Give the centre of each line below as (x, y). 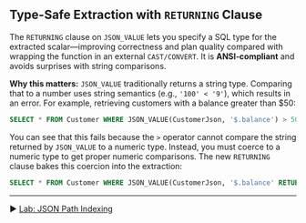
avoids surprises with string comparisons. (88, 66)
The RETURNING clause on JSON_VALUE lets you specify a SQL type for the (143, 36)
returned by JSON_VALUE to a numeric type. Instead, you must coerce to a (145, 147)
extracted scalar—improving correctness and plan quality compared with (147, 46)
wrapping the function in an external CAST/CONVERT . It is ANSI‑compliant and (152, 56)
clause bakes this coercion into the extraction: (96, 166)
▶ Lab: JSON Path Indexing (61, 208)
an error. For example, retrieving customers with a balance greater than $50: (153, 103)
